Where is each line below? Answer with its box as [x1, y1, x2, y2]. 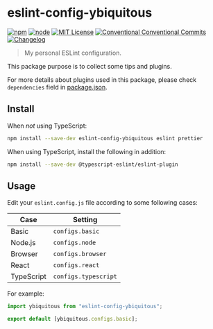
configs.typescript [53, 273, 118, 280]
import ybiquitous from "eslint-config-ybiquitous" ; [7, 303, 163, 310]
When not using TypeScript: [7, 121, 87, 130]
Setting [72, 215, 98, 225]
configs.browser [53, 250, 107, 258]
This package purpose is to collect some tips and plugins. [7, 62, 172, 70]
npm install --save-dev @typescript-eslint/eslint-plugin [7, 161, 178, 168]
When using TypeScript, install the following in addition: [7, 147, 167, 155]
